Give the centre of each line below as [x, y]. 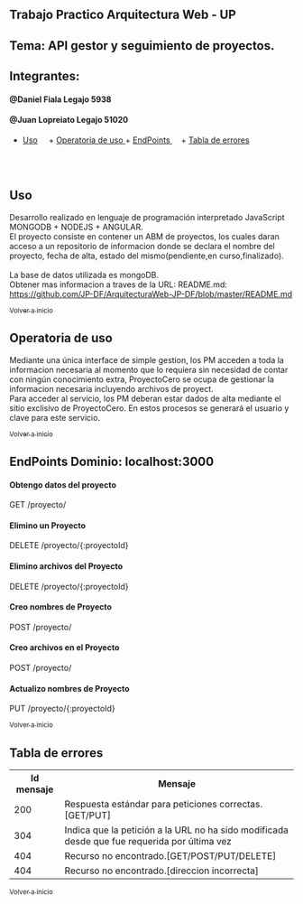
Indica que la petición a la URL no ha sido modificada [176, 830]
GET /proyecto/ [38, 505]
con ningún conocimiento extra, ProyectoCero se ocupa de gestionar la [142, 379]
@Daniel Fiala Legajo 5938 [60, 99]
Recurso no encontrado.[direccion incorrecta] [162, 871]
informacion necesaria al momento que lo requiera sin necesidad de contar [149, 369]
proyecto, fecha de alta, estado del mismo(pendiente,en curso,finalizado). [147, 256]
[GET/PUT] [87, 815]
